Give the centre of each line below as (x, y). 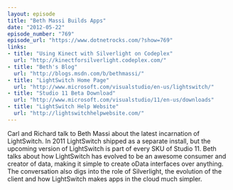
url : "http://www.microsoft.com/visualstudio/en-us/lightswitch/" (114, 87)
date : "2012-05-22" (36, 27)
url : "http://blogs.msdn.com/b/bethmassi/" (79, 73)
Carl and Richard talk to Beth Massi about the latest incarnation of (104, 133)
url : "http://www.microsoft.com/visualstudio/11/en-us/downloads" (114, 100)
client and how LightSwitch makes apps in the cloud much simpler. (105, 179)
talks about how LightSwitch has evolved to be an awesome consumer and (117, 156)
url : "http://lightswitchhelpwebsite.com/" (79, 113)
